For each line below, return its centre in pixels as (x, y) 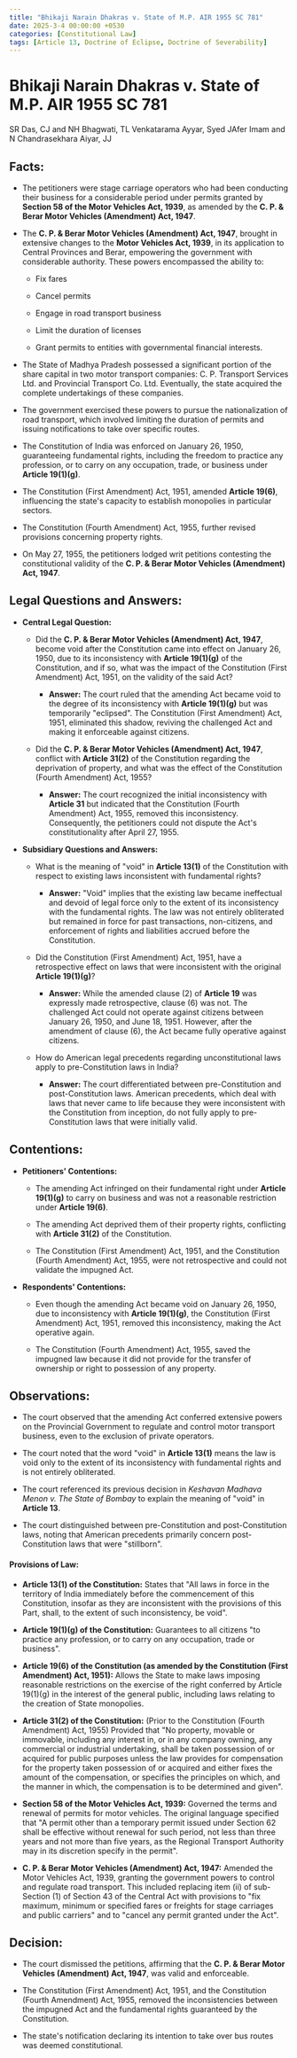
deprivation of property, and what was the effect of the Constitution (159, 768)
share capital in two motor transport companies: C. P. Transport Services (155, 374)
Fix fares (51, 279)
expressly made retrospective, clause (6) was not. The (148, 1002)
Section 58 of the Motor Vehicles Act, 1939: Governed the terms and (149, 1804)
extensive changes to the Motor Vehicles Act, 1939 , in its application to (153, 243)
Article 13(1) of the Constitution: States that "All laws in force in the (146, 1584)
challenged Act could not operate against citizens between (156, 1012)
